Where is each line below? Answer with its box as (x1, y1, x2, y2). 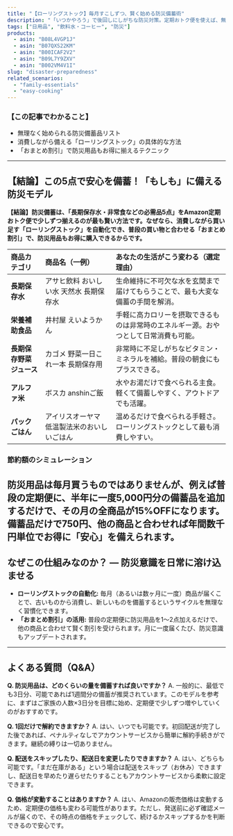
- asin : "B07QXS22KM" (13, 42, 76, 49)
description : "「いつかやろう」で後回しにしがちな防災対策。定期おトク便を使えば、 (7, 17, 221, 24)
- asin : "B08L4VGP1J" (13, 36, 76, 43)
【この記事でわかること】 (7, 112, 93, 122)
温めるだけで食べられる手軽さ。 (115, 411, 221, 421)
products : (7, 29, 36, 37)
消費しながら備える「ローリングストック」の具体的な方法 (17, 138, 182, 146)
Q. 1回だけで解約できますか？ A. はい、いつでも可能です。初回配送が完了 (7, 722, 215, 730)
